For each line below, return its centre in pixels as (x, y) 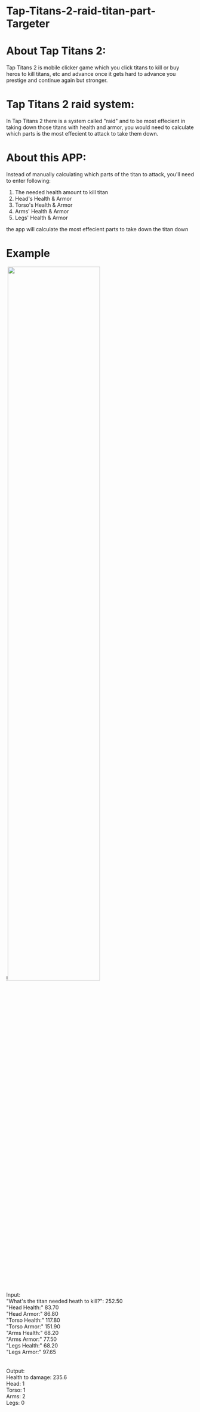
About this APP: (46, 158)
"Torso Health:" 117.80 (33, 1320)
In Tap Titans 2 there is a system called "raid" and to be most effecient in (96, 121)
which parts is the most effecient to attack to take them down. (82, 134)
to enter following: (28, 181)
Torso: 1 (16, 1390)
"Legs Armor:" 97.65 (31, 1352)
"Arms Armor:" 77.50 (32, 1339)
